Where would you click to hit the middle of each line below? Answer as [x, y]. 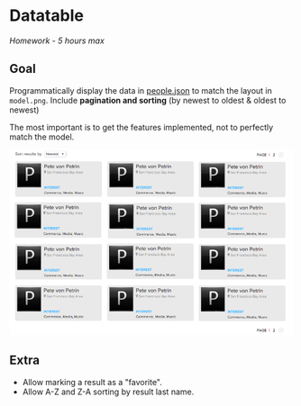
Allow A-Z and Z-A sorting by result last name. [108, 392]
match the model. [42, 137]
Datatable [46, 16]
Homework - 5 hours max [57, 41]
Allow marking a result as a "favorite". [92, 382]
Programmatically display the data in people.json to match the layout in [141, 90]
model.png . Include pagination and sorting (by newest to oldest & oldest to [148, 100]
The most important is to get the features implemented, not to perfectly [141, 127]
